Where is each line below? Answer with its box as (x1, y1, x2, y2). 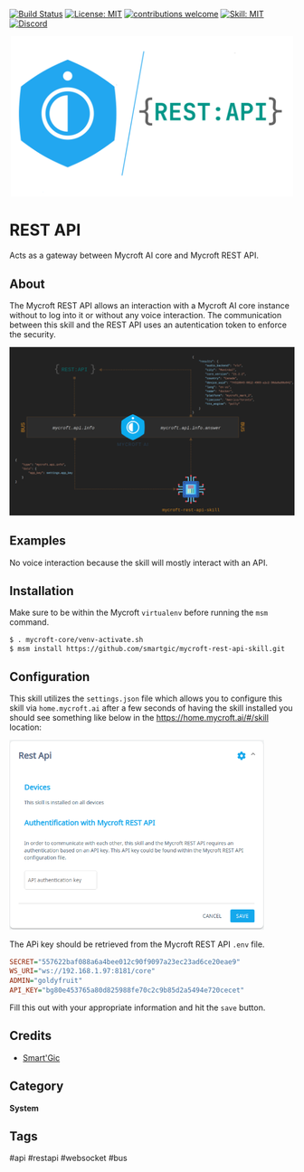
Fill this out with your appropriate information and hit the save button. (9, 1002, 266, 1013)
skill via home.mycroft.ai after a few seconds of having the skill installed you (9, 703, 293, 714)
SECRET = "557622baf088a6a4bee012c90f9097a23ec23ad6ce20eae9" (9, 957, 242, 967)
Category (9, 1079, 64, 1094)
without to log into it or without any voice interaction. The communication (9, 309, 282, 320)
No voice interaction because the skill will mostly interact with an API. (9, 557, 269, 568)
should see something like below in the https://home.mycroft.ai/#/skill (9, 713, 270, 723)
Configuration (9, 669, 90, 685)
